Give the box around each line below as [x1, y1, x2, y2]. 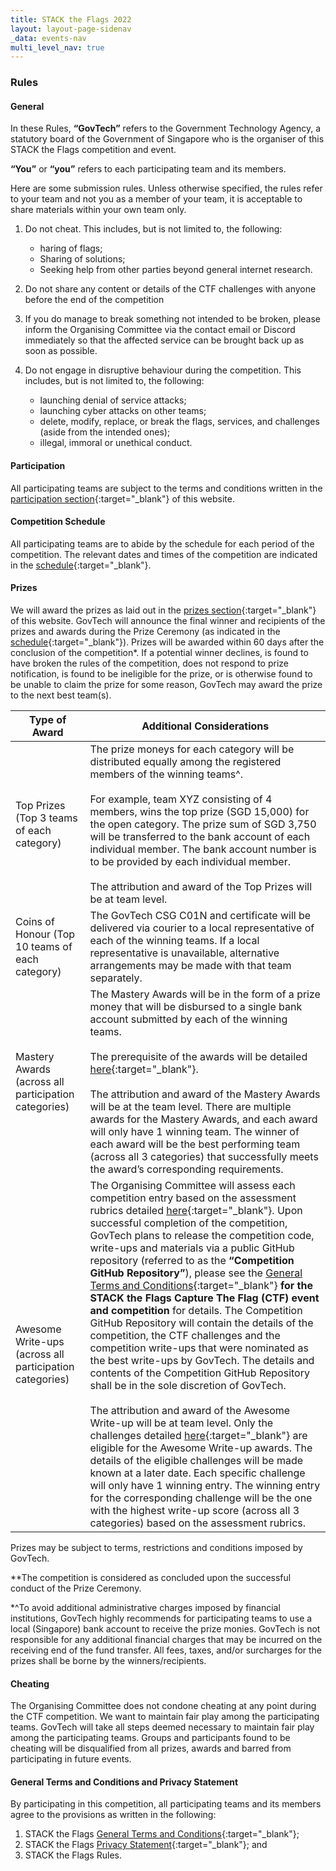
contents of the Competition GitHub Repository [89, 1366, 310, 1380]
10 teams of [15, 939, 73, 953]
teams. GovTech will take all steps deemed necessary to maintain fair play [10, 1721, 315, 1733]
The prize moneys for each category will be [89, 742, 295, 756]
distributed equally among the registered [89, 754, 282, 768]
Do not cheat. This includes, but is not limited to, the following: [24, 223, 283, 235]
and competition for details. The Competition [89, 1303, 303, 1317]
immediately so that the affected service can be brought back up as [24, 334, 305, 346]
